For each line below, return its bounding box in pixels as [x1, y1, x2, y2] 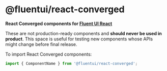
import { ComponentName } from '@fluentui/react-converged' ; [5, 61, 138, 66]
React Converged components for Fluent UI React [5, 20, 113, 27]
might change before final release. [5, 41, 77, 47]
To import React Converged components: [5, 51, 92, 57]
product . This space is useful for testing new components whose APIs [5, 36, 153, 42]
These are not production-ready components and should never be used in [5, 30, 162, 36]
